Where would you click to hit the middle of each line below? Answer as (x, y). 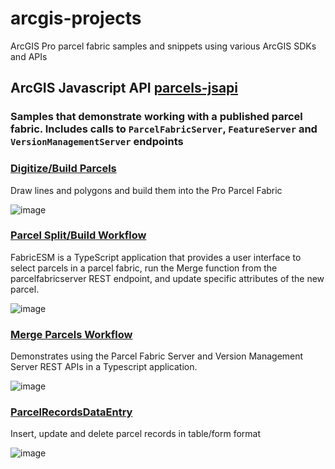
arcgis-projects (76, 18)
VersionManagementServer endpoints (97, 142)
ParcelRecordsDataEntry (71, 412)
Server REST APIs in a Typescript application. (104, 367)
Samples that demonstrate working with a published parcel (156, 117)
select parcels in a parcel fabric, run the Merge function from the (144, 268)
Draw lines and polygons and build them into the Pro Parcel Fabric (146, 190)
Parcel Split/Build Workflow (78, 235)
